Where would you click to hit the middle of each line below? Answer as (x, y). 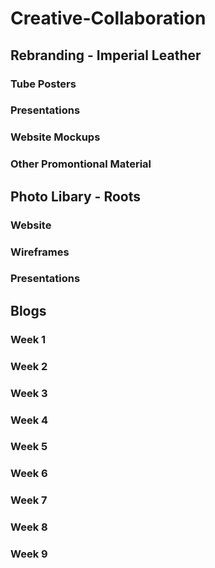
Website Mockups (55, 137)
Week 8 (29, 527)
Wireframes (40, 252)
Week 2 (29, 366)
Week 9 (29, 554)
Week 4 (29, 420)
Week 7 (29, 500)
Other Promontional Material (81, 164)
